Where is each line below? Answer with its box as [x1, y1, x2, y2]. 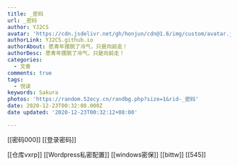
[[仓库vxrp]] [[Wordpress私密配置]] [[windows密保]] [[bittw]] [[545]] [7, 150, 207, 159]
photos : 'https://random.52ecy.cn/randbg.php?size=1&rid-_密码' [7, 96, 199, 103]
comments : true [7, 69, 52, 76]
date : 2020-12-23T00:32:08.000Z [7, 102, 103, 109]
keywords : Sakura [7, 89, 59, 96]
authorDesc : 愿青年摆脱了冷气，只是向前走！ [7, 50, 125, 57]
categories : [7, 57, 42, 64]
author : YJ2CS [7, 23, 50, 30]
